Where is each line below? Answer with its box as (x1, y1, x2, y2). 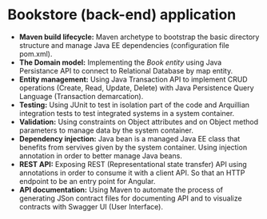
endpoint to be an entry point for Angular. (18, 176, 156, 185)
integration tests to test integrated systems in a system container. (18, 108, 235, 117)
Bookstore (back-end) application (7, 6, 237, 24)
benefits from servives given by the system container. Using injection (18, 142, 248, 152)
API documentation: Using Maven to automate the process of (18, 185, 224, 194)
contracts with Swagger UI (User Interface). (18, 201, 163, 211)
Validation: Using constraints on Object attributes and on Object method (18, 117, 259, 126)
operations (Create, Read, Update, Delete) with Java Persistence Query (18, 82, 254, 93)
